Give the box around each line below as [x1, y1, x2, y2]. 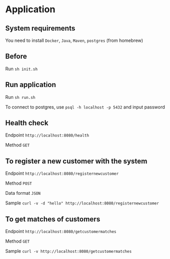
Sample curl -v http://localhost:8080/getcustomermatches [5, 248, 132, 254]
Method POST [5, 180, 32, 187]
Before [5, 52, 27, 61]
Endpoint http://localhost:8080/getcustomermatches [5, 228, 117, 235]
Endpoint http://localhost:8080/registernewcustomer [5, 170, 119, 176]
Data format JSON [5, 190, 41, 196]
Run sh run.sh [5, 94, 36, 100]
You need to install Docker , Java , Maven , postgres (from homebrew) [5, 37, 144, 43]
